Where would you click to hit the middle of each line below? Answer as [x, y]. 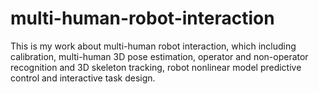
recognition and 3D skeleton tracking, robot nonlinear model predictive [156, 67]
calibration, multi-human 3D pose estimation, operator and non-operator [159, 56]
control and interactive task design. [83, 78]
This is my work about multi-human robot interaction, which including [153, 46]
